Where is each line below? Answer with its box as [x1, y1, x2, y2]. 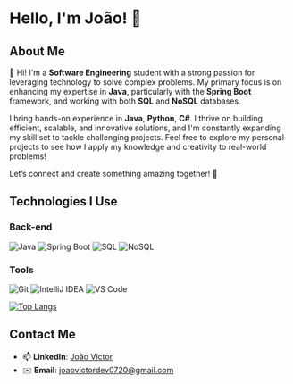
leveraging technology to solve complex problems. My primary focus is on [9, 77, 282, 88]
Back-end [9, 221, 53, 233]
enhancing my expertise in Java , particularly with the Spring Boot [9, 87, 252, 96]
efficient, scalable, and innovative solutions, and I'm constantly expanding [9, 122, 281, 133]
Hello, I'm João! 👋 [9, 8, 142, 29]
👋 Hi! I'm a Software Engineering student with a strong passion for [9, 67, 255, 78]
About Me [9, 44, 65, 59]
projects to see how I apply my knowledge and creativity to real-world [9, 142, 267, 152]
